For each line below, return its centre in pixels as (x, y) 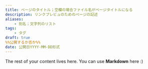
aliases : (14, 19)
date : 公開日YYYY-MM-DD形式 (33, 47)
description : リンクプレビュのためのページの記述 (51, 14)
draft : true (18, 38)
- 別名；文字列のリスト (35, 24)
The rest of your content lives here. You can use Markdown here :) (74, 61)
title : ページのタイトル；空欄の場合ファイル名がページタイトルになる (69, 10)
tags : (11, 28)
